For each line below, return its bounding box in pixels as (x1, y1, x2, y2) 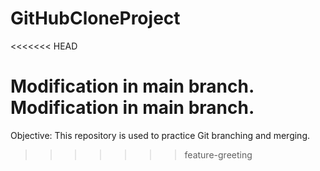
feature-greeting (184, 148, 253, 161)
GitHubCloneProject (10, 7, 181, 30)
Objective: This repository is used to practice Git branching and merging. (10, 129, 311, 141)
